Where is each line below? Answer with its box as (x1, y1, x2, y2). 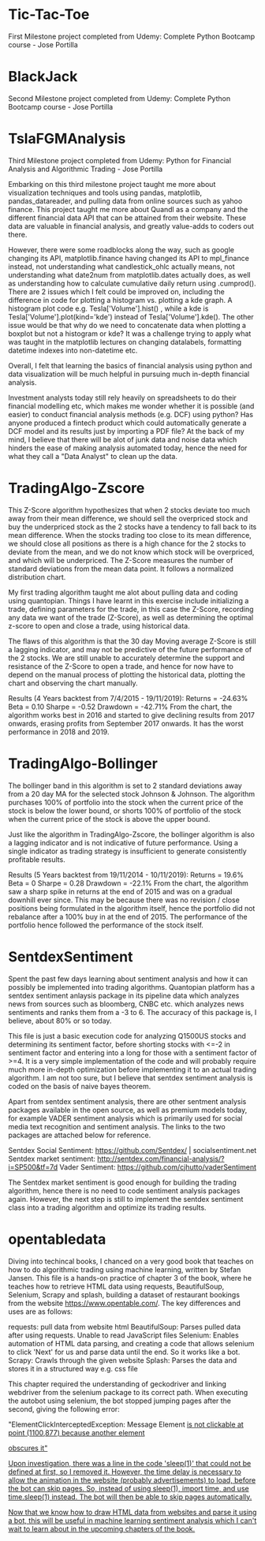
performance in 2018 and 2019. (8, 727, 110, 737)
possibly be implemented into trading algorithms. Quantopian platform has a (8, 982, 255, 991)
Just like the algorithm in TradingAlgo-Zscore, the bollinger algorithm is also (8, 830, 255, 839)
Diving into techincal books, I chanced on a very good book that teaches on (8, 1256, 254, 1266)
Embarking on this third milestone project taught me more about (8, 179, 216, 188)
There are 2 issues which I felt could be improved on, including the (8, 286, 225, 297)
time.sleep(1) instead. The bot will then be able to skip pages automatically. (8, 1492, 252, 1502)
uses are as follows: (8, 1307, 73, 1316)
